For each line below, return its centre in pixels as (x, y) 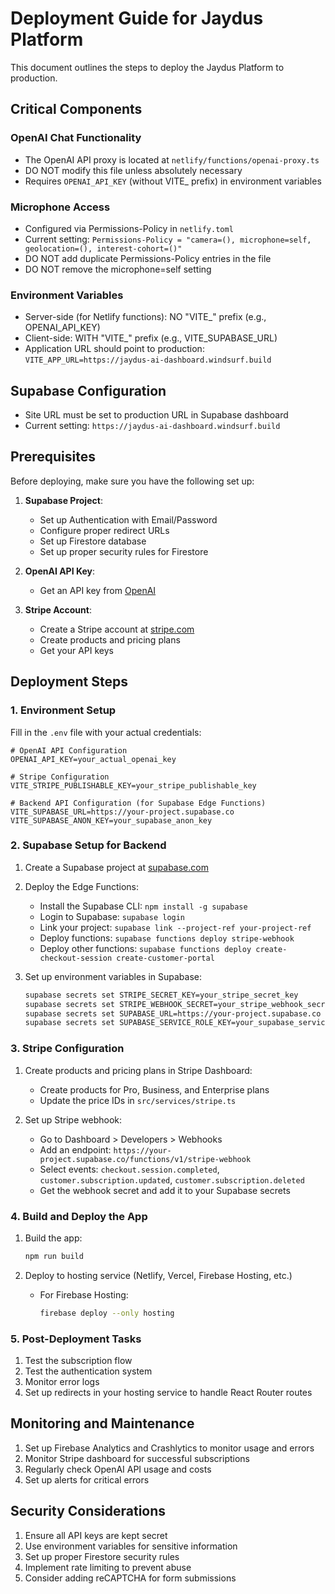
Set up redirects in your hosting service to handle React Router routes (168, 1392)
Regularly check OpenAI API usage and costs (118, 1469)
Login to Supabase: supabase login (112, 916)
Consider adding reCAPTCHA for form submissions (130, 1578)
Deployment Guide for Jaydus (137, 18)
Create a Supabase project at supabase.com (116, 867)
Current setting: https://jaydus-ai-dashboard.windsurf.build (152, 426)
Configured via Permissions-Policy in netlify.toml (129, 228)
